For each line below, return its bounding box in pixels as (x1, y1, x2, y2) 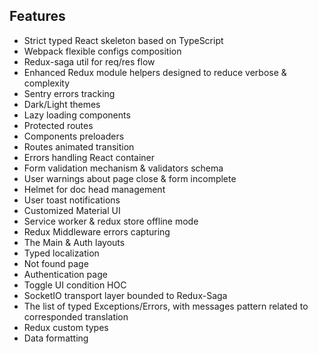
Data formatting (23, 332, 89, 344)
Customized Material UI (23, 204, 121, 216)
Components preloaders (23, 130, 125, 142)
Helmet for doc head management (23, 183, 166, 195)
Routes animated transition (23, 140, 135, 153)
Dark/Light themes (23, 98, 101, 110)
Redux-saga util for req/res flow (23, 55, 156, 68)
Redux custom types (23, 321, 109, 333)
